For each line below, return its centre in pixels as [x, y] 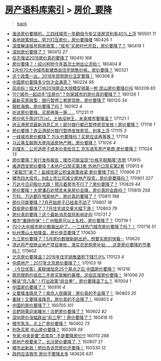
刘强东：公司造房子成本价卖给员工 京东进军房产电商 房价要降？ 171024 [82, 149]
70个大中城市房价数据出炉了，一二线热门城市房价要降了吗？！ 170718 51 [84, 226]
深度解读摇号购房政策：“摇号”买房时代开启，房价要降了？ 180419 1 [78, 46]
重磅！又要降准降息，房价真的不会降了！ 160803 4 [62, 299]
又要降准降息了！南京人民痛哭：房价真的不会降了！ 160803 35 [74, 293]
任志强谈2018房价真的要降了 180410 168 [52, 58]
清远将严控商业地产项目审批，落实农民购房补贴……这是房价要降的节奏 [81, 245]
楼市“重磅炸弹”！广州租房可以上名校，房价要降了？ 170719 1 [71, 220]
